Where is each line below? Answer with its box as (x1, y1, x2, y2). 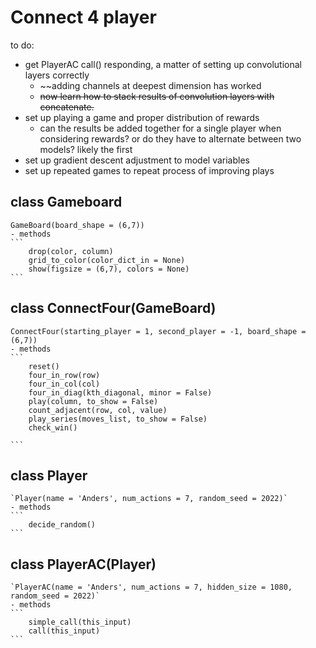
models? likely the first (39, 143, 133, 155)
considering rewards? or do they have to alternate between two (39, 132, 302, 145)
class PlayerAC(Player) (10, 556, 157, 573)
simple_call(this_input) (28, 617, 132, 628)
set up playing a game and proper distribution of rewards (24, 111, 260, 123)
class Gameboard (10, 194, 123, 211)
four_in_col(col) (28, 379, 101, 389)
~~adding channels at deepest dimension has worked (39, 79, 262, 91)
